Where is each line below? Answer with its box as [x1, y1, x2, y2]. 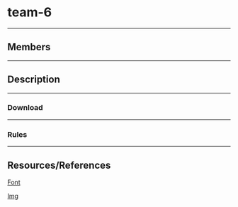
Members [7, 41, 51, 53]
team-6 [7, 4, 52, 21]
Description [7, 74, 60, 86]
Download [7, 103, 44, 113]
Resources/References [7, 159, 111, 171]
